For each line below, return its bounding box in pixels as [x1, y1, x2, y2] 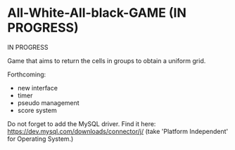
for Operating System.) [7, 135, 74, 143]
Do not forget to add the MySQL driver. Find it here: [7, 119, 156, 128]
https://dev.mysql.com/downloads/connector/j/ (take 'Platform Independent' [7, 127, 229, 135]
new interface [17, 83, 58, 92]
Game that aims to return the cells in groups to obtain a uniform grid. [7, 56, 206, 64]
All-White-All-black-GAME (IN [7, 5, 186, 21]
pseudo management [17, 98, 80, 107]
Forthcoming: [7, 70, 46, 79]
